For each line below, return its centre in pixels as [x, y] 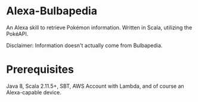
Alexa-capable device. [34, 92]
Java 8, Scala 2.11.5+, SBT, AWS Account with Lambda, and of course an [95, 86]
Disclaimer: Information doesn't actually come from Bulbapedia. [84, 45]
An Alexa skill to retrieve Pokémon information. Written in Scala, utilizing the [99, 27]
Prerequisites [40, 69]
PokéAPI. [17, 33]
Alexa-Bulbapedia [52, 11]
